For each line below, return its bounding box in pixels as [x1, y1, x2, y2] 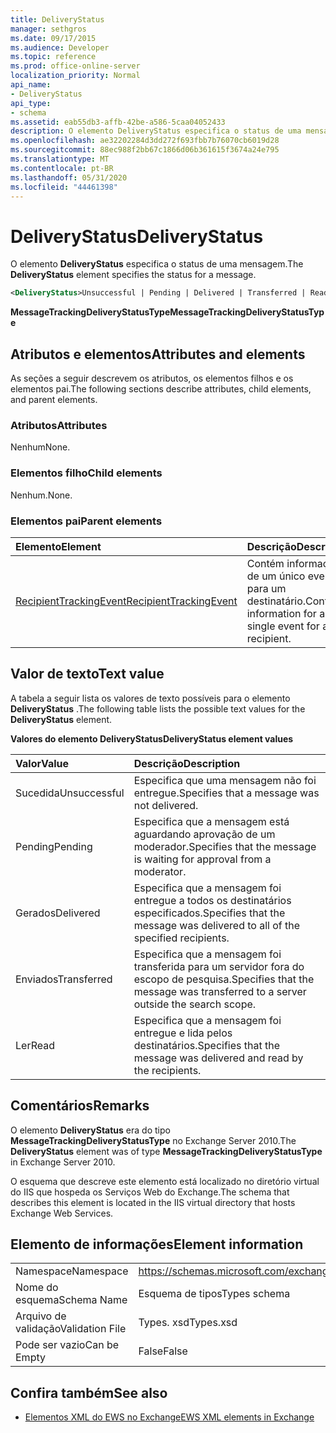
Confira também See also [10, 1384, 168, 1401]
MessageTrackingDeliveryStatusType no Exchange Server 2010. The [10, 1134, 297, 1146]
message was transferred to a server [133, 984, 307, 998]
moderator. [133, 864, 187, 878]
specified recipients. [133, 931, 230, 945]
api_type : [10, 98, 52, 108]
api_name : [10, 80, 52, 90]
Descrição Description [133, 756, 241, 770]
